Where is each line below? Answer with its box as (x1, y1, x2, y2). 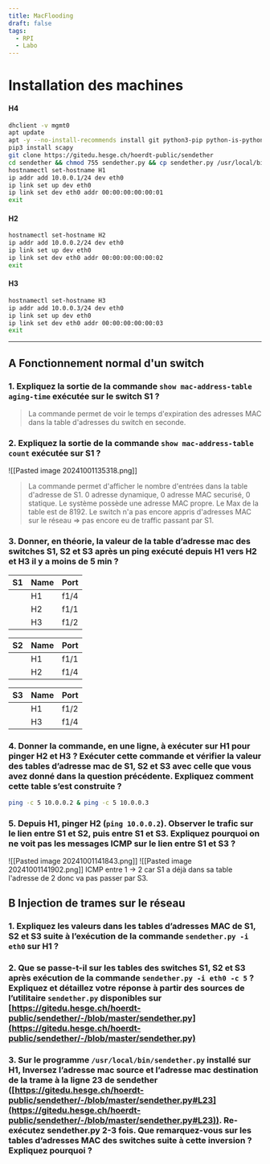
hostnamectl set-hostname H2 (8, 231, 106, 240)
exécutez (8, 1125, 46, 1136)
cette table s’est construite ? (8, 780, 122, 791)
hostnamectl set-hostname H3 (8, 296, 106, 304)
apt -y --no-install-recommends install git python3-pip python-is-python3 (8, 136, 268, 145)
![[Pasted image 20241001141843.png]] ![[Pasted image (8, 856, 192, 866)
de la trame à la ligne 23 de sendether (8, 1075, 158, 1086)
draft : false (8, 19, 52, 27)
